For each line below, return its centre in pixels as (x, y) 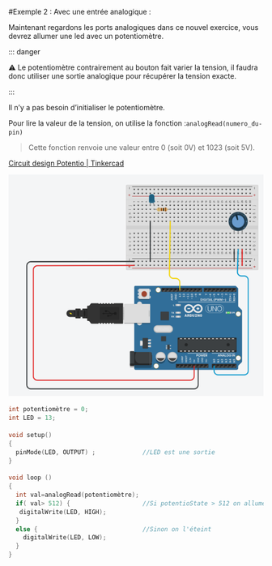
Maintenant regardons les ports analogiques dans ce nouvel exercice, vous (134, 27)
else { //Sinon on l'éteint (114, 529)
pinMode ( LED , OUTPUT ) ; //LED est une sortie (116, 452)
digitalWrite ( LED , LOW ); (65, 538)
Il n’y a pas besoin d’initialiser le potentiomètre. (87, 107)
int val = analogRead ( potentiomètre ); (77, 495)
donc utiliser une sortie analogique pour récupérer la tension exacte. (123, 76)
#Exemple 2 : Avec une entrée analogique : (80, 12)
